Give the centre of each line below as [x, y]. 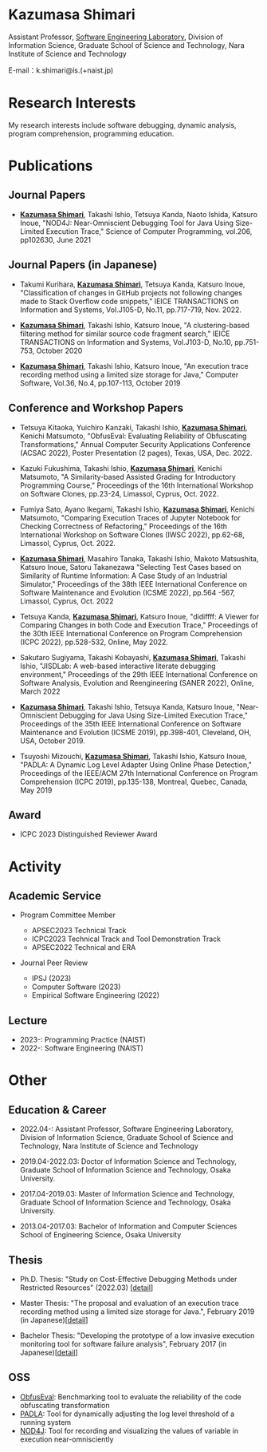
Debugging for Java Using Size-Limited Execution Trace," [154, 715]
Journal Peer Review [54, 963]
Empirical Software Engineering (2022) [96, 995]
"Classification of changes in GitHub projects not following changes [131, 292]
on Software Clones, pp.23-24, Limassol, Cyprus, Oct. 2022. [119, 493]
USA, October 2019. [52, 741]
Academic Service [55, 896]
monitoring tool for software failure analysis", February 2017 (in [123, 1343]
